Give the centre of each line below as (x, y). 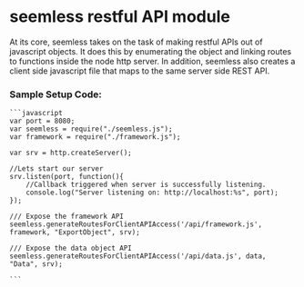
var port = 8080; (42, 121)
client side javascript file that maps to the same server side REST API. (140, 71)
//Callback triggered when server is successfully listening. (146, 185)
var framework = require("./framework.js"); (95, 137)
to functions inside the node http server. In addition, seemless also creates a (152, 61)
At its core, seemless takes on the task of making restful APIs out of (136, 42)
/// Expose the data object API (71, 248)
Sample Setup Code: (56, 94)
